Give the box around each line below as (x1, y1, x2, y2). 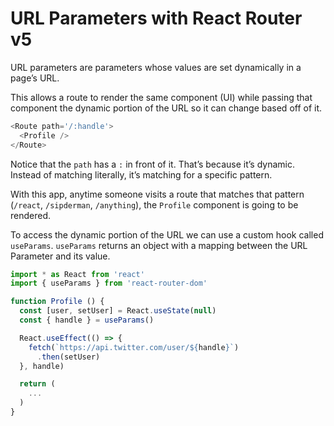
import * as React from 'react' (10, 269, 145, 279)
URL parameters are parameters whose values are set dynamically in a (10, 61, 302, 73)
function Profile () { (10, 297, 105, 307)
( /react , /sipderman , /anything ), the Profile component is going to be (10, 198, 299, 211)
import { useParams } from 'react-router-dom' (10, 278, 208, 289)
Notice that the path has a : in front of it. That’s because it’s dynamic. (10, 158, 295, 170)
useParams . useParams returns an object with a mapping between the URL (10, 239, 308, 251)
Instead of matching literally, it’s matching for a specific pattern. (10, 168, 273, 181)
